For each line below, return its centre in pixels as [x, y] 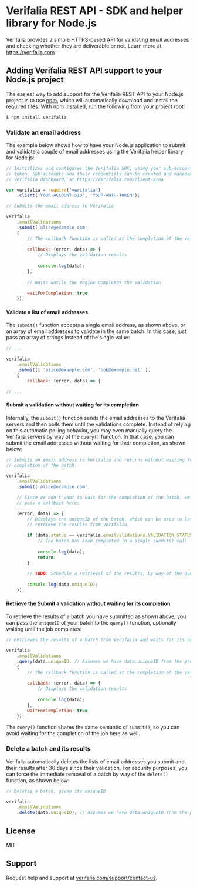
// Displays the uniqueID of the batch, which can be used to [105, 519]
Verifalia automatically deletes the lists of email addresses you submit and [95, 761]
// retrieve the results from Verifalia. [79, 525]
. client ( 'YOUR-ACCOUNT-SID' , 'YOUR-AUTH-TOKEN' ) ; [79, 195]
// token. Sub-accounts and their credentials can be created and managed [99, 174]
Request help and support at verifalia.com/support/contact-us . [82, 878]
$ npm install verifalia [36, 117]
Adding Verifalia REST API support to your [84, 71]
